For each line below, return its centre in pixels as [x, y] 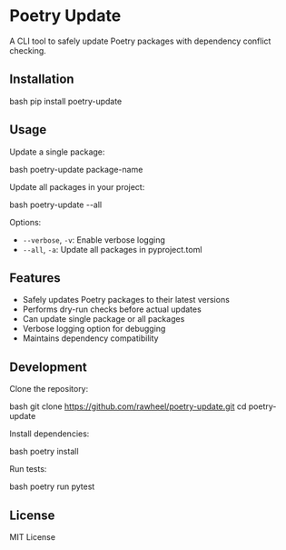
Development [49, 367]
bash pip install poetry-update [66, 101]
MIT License [33, 537]
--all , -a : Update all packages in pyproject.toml [112, 249]
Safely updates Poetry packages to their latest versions [126, 300]
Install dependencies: [49, 434]
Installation [42, 80]
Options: [25, 222]
